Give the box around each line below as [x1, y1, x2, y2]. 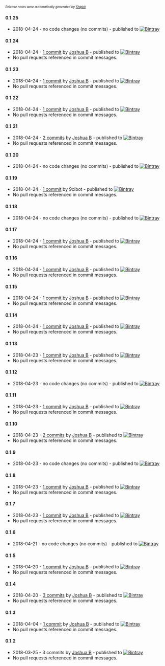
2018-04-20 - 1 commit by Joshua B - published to [12, 564, 120, 570]
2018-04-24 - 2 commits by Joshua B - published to [12, 135, 123, 141]
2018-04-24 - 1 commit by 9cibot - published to [12, 186, 113, 192]
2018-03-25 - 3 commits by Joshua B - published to [12, 649, 122, 655]
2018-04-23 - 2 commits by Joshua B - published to [12, 432, 122, 438]
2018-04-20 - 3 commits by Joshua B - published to [12, 592, 123, 598]
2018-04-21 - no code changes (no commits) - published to [12, 541, 138, 547]
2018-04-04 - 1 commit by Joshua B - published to [12, 620, 120, 627]
